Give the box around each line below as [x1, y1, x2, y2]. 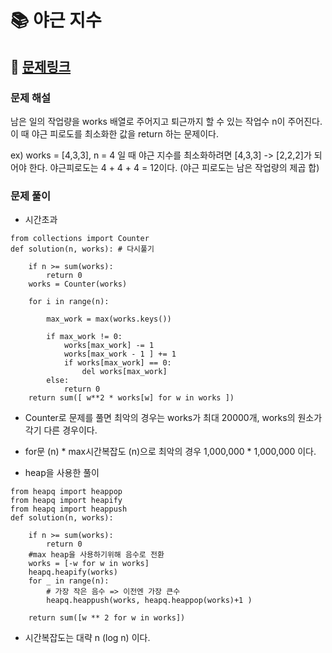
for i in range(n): [28, 297, 110, 307]
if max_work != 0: [46, 332, 123, 342]
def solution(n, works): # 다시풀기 [10, 244, 155, 255]
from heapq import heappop [10, 487, 123, 497]
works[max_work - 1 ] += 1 [63, 349, 177, 360]
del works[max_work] [81, 367, 168, 377]
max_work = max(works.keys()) [46, 314, 172, 325]
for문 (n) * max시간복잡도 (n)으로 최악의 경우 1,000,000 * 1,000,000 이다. [24, 446, 317, 458]
